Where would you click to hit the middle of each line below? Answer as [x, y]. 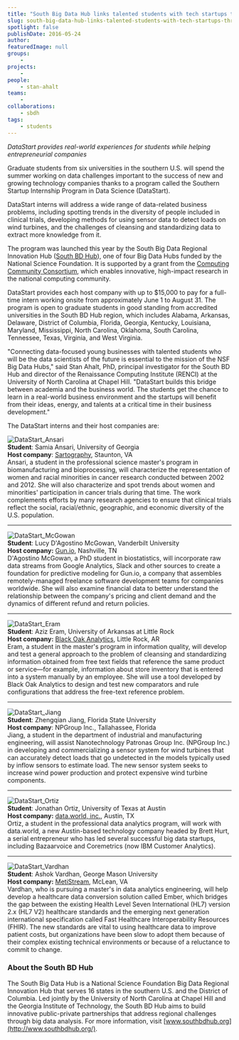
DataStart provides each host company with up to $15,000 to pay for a [110, 292]
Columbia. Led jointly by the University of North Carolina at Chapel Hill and [117, 998]
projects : [22, 67]
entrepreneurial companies [47, 154]
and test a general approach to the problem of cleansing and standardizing [117, 654]
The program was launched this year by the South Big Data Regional [107, 248]
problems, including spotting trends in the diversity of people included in [114, 212]
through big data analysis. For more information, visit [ [87, 1021]
